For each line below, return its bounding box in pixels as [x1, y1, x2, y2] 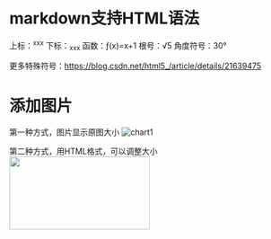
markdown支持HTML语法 [9, 8, 200, 29]
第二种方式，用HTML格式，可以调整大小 [9, 146, 159, 157]
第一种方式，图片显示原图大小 [9, 127, 119, 137]
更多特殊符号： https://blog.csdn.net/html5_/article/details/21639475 [9, 60, 262, 72]
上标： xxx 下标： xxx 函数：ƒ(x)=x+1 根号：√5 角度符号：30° [9, 38, 227, 53]
